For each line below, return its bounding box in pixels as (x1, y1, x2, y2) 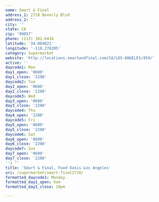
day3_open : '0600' (5, 98, 45, 103)
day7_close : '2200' (5, 156, 47, 161)
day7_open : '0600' (5, 151, 45, 156)
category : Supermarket (5, 50, 54, 56)
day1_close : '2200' (5, 75, 47, 80)
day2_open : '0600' (5, 84, 45, 89)
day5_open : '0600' (5, 122, 45, 127)
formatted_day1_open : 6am (5, 179, 61, 185)
